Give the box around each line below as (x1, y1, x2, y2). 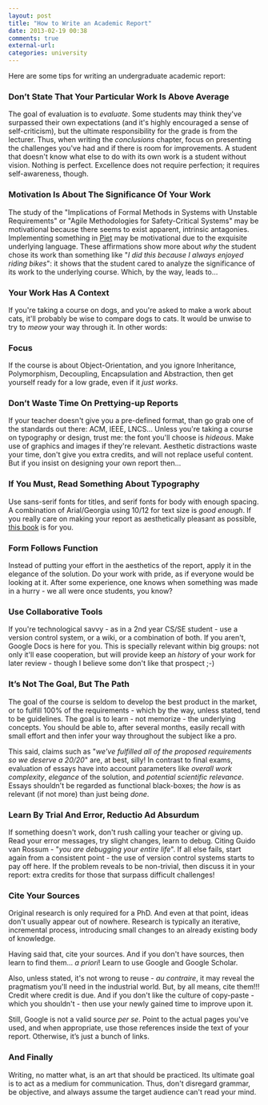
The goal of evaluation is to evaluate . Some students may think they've (8, 109, 242, 119)
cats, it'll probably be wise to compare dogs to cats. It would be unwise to (8, 314, 252, 323)
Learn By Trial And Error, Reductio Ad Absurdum (8, 809, 200, 820)
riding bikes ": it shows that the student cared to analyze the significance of (8, 258, 256, 268)
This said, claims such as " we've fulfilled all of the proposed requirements (8, 746, 252, 756)
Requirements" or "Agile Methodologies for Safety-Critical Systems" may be (8, 216, 259, 225)
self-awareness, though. (8, 169, 90, 179)
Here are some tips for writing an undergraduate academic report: (8, 71, 226, 80)
